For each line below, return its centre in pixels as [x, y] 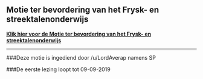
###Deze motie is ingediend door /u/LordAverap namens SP [81, 57]
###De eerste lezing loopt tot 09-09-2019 [58, 69]
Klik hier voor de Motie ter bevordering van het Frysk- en [79, 34]
